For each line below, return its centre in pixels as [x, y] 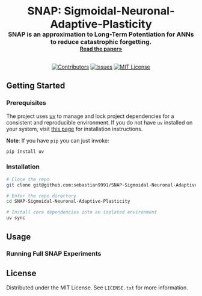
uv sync [16, 218]
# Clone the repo [28, 179]
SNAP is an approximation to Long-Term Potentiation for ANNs [101, 34]
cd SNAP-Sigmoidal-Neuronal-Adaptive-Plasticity [68, 202]
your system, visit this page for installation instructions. [75, 129]
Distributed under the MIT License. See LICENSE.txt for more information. [97, 288]
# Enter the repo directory [41, 196]
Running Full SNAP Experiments [54, 254]
